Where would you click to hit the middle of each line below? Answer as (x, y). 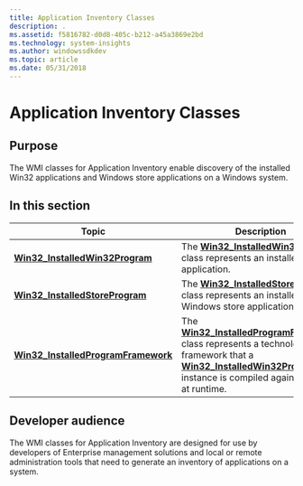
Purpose (34, 146)
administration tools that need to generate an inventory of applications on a (149, 462)
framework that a (218, 355)
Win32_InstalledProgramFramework (93, 355)
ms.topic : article (44, 60)
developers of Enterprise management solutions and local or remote (136, 452)
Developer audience (67, 421)
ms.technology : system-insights (70, 43)
